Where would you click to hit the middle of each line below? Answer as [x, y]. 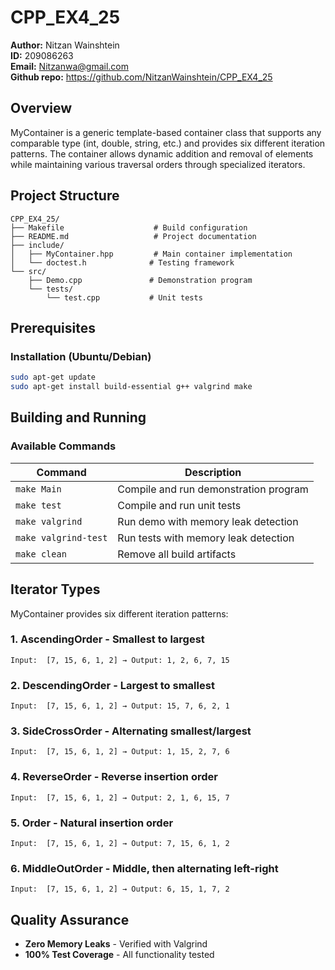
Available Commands [63, 446]
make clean [41, 554]
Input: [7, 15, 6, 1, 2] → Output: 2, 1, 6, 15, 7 [120, 797]
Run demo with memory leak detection [208, 521]
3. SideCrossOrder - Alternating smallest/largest [131, 731]
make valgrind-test [61, 537]
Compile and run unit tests [179, 505]
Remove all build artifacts [177, 554]
